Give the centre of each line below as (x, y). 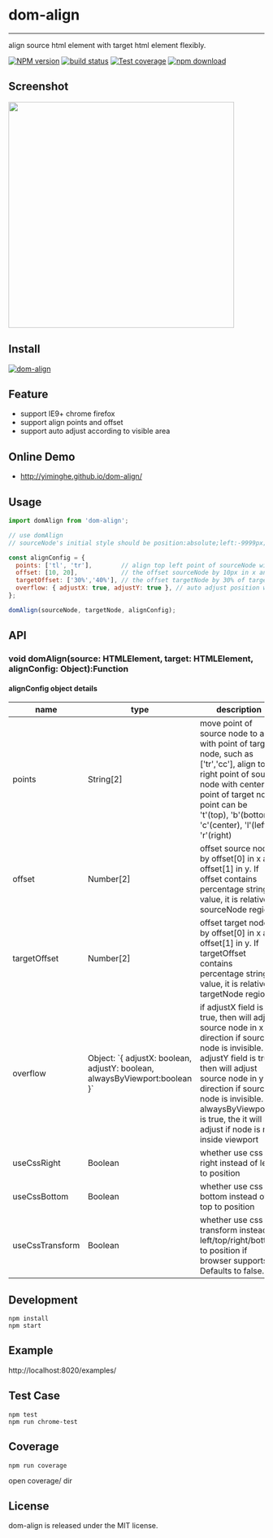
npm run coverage (38, 1466)
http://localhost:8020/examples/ (63, 1370)
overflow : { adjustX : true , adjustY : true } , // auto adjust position (138, 588)
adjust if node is (230, 1129)
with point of (223, 744)
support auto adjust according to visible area (95, 431)
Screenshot (39, 87)
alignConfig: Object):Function (68, 669)
